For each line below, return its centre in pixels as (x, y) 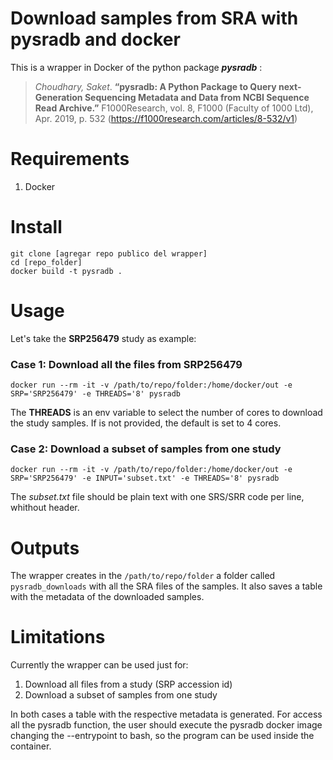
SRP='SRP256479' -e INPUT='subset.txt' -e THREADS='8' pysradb (145, 478)
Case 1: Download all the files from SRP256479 (126, 364)
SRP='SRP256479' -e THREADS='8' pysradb (96, 394)
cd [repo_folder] (46, 262)
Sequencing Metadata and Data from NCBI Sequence (197, 97)
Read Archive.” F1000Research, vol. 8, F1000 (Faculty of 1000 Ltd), (174, 108)
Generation (58, 97)
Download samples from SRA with (154, 18)
